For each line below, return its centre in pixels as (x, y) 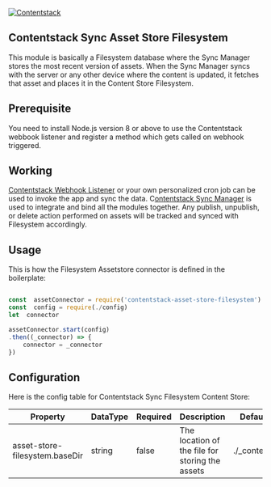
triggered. (25, 145)
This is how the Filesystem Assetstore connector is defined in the (117, 269)
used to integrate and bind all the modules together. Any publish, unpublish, (134, 207)
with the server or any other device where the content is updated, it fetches (134, 74)
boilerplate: (27, 278)
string (102, 451)
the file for (199, 451)
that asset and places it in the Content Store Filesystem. (101, 83)
